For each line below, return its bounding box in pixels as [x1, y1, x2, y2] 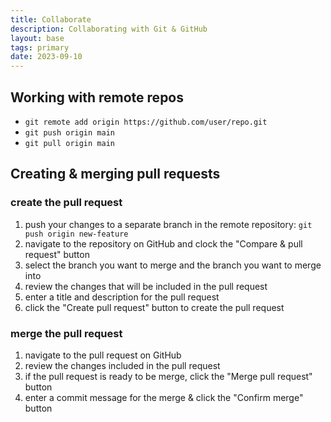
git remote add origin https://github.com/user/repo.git [24, 117, 268, 127]
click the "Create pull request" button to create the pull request [24, 301, 285, 313]
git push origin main [24, 127, 115, 138]
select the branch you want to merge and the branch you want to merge [24, 259, 322, 271]
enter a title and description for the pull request [24, 291, 220, 303]
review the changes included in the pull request [24, 359, 221, 371]
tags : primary [10, 42, 70, 53]
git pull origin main [24, 138, 115, 148]
